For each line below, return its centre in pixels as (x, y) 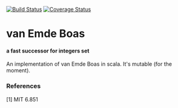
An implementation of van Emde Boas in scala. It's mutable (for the (89, 64)
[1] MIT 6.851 (22, 99)
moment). (18, 71)
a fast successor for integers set (48, 51)
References (24, 86)
